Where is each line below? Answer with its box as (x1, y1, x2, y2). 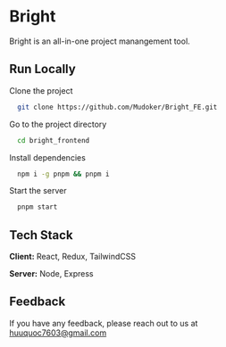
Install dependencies (9, 152, 87, 162)
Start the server (9, 186, 67, 196)
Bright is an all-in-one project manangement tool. (9, 36, 190, 46)
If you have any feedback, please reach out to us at (9, 318, 198, 328)
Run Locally (9, 62, 76, 77)
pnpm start (17, 202, 58, 211)
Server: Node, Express (9, 269, 94, 279)
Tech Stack (9, 227, 73, 243)
